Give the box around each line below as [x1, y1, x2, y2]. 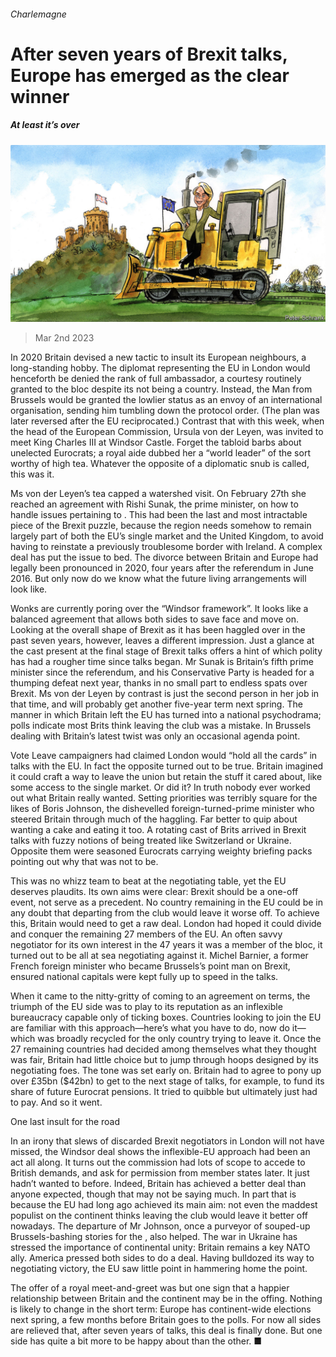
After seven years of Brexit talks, [10, 43, 288, 65]
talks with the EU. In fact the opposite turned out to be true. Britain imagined [10, 760, 324, 772]
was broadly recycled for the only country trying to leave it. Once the [37, 1033, 322, 1045]
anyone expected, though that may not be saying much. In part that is [10, 1188, 297, 1200]
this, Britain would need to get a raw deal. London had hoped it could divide [10, 918, 322, 930]
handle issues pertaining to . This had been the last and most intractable [10, 509, 308, 521]
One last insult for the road [10, 1116, 121, 1128]
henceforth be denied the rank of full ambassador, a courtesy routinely [10, 373, 302, 385]
